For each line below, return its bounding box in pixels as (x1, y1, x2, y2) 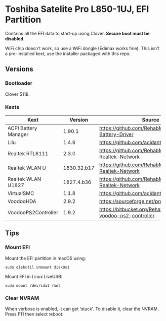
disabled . (5, 36, 25, 42)
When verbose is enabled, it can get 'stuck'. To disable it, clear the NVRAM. (5, 306, 159, 312)
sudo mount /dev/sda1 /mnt (5, 283, 61, 288)
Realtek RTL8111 (7, 150, 48, 157)
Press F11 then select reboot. (5, 311, 64, 317)
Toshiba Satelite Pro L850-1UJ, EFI (5, 3, 149, 15)
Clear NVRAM (5, 294, 40, 301)
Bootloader (5, 80, 33, 87)
